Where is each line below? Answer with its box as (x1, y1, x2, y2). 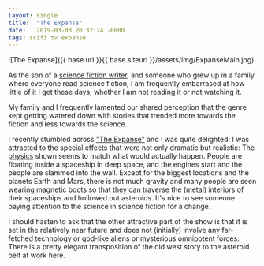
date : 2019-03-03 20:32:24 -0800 (8, 26, 125, 34)
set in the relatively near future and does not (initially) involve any (8, 226, 221, 235)
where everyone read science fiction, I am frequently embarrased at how (8, 79, 245, 88)
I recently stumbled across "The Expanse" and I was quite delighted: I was (8, 135, 250, 144)
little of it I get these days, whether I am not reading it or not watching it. (8, 88, 242, 97)
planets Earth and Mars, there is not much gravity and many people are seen (8, 177, 257, 186)
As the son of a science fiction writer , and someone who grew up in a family (8, 70, 255, 80)
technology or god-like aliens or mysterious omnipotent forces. (35, 234, 240, 243)
